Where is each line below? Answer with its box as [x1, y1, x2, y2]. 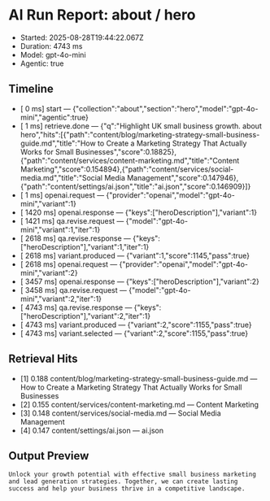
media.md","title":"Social [20, 172, 103, 182]
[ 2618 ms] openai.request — [20, 259, 118, 269]
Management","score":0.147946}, [127, 172, 239, 182]
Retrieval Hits [8, 352, 79, 366]
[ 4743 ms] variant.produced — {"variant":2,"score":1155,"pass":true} [20, 320, 252, 329]
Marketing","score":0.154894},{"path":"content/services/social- [20, 164, 234, 174]
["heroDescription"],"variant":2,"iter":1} [20, 311, 151, 320]
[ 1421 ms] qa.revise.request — [20, 216, 124, 225]
